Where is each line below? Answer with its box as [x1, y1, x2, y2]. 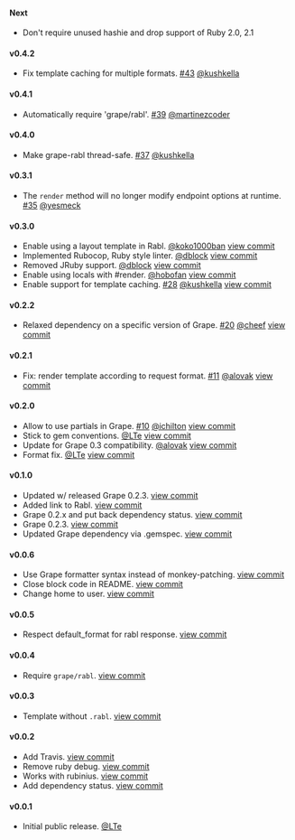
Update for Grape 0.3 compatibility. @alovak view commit [22, 439, 237, 451]
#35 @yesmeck [22, 200, 81, 211]
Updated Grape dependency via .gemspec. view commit [22, 528, 233, 539]
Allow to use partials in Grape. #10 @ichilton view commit [22, 420, 236, 431]
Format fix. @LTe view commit [22, 449, 135, 460]
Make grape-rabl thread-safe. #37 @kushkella [22, 149, 195, 160]
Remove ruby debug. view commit [22, 761, 151, 772]
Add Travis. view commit [22, 751, 115, 762]
